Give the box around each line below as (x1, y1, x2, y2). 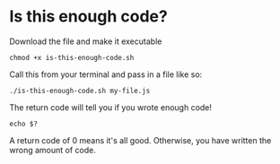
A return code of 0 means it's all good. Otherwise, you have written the (9, 134, 272, 145)
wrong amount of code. (9, 144, 96, 155)
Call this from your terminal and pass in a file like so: (9, 69, 203, 80)
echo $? (9, 119, 39, 128)
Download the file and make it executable (9, 36, 162, 47)
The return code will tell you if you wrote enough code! (9, 101, 213, 113)
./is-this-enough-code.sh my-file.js (9, 86, 151, 95)
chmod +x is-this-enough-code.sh (9, 53, 135, 62)
